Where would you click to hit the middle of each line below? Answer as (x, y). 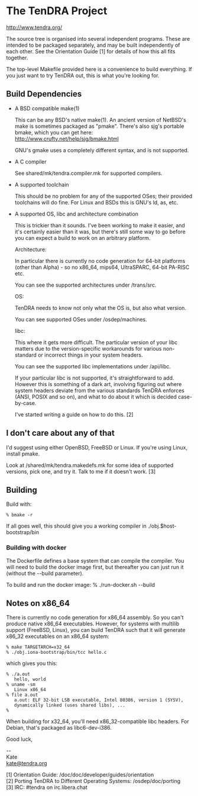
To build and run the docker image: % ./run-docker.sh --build (81, 585)
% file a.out (22, 695)
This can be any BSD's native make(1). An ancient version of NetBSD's (100, 120)
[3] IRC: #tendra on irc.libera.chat (47, 787)
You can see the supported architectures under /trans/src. (85, 285)
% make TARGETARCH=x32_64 (38, 647)
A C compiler (30, 162)
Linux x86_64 (30, 690)
